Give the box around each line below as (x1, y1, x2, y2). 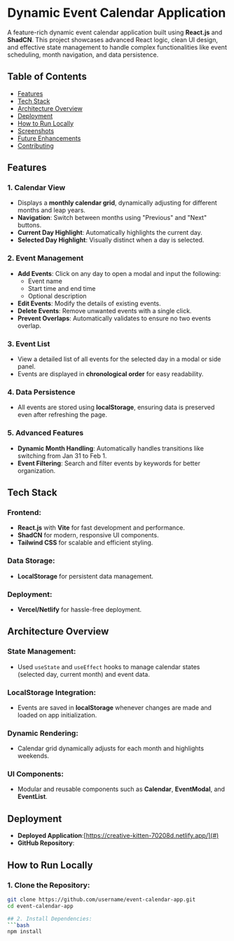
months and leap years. (17, 206, 86, 214)
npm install (7, 928, 42, 935)
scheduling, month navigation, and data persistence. (7, 50, 159, 59)
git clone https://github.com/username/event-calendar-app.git (7, 895, 196, 903)
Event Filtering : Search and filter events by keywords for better (17, 459, 201, 467)
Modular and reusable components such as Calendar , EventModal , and (17, 785, 226, 793)
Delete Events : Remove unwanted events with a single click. (17, 306, 192, 315)
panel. (17, 362, 36, 371)
